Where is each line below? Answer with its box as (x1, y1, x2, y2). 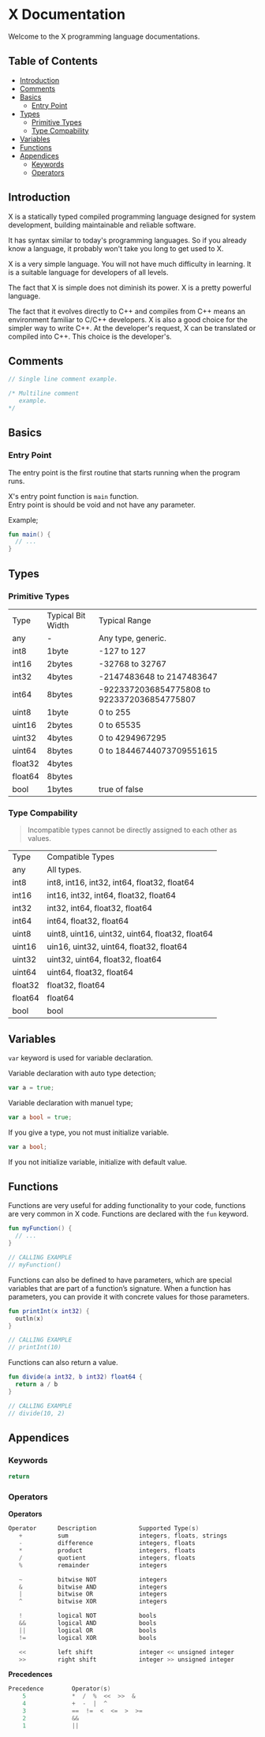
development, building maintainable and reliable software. (8, 219, 196, 230)
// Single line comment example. (8, 375, 118, 384)
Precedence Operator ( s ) (8, 1685, 111, 1693)
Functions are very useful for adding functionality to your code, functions (8, 1201, 246, 1210)
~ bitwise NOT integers (18, 1575, 168, 1584)
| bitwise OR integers (18, 1590, 168, 1598)
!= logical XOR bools (18, 1634, 157, 1641)
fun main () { (8, 531, 51, 538)
